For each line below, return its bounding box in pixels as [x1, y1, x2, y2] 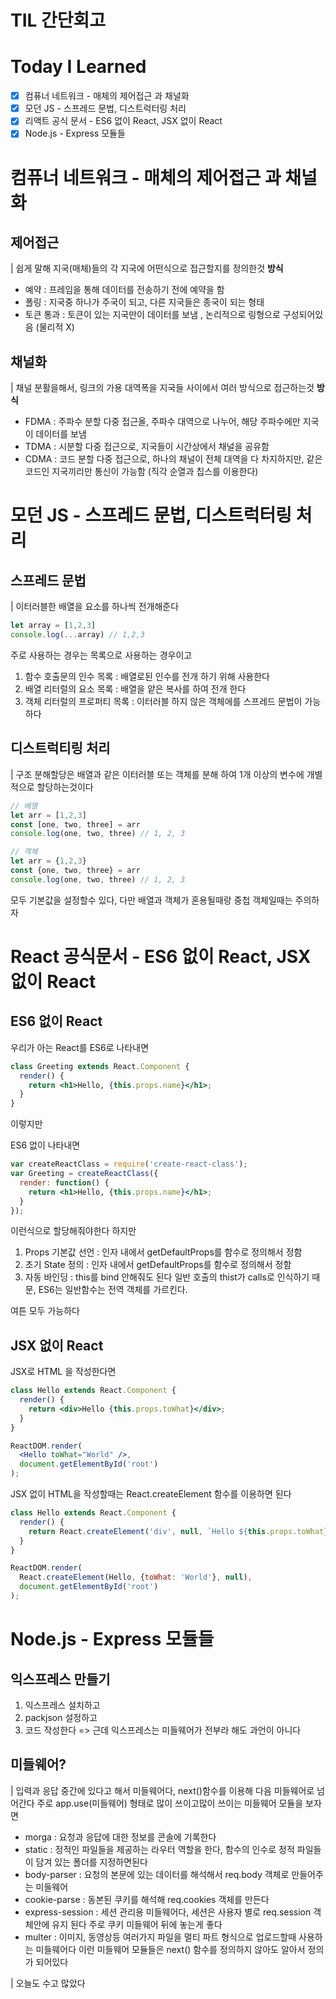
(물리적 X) [35, 321, 75, 333]
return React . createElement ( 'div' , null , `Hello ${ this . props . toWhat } [28, 1526, 329, 1536]
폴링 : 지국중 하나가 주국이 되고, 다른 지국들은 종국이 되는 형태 [24, 296, 265, 308]
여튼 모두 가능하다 [10, 1305, 80, 1317]
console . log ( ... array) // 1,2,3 [10, 630, 145, 640]
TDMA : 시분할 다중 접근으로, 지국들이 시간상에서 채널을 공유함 [24, 441, 270, 453]
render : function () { [19, 1177, 110, 1188]
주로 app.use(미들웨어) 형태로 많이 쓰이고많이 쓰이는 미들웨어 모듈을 [36, 1797, 304, 1809]
